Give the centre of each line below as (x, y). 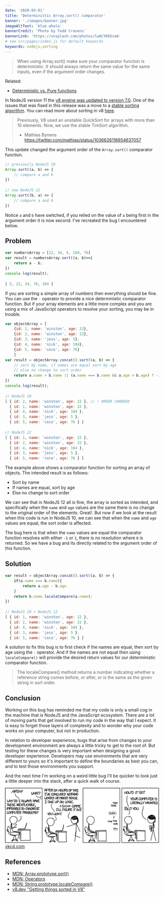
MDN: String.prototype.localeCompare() (52, 884)
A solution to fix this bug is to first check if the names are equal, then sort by (82, 647)
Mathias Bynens (41, 134)
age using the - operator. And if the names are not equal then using (73, 652)
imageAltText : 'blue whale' (34, 26)
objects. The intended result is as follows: (47, 473)
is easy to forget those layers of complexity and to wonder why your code (79, 726)
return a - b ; (28, 263)
